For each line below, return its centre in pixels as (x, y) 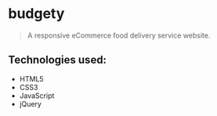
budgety (36, 14)
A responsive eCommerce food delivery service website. (119, 35)
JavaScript (37, 96)
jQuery (30, 103)
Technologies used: (58, 60)
